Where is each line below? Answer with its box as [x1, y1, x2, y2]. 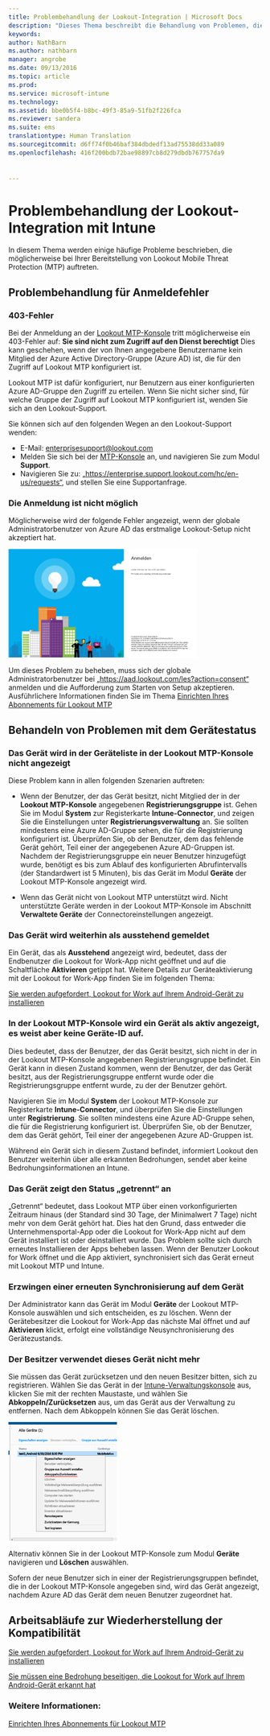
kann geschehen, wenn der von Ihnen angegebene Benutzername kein [8, 345, 243, 354]
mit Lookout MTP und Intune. [8, 1260, 104, 1271]
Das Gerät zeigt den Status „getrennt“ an [8, 1183, 171, 1194]
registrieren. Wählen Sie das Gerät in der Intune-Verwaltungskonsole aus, [8, 1380, 252, 1390]
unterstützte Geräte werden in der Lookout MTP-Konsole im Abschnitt [19, 901, 252, 910]
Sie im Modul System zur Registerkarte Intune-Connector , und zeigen [19, 808, 255, 818]
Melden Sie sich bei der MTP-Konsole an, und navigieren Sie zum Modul [19, 452, 260, 461]
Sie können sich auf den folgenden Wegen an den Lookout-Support [8, 419, 232, 428]
